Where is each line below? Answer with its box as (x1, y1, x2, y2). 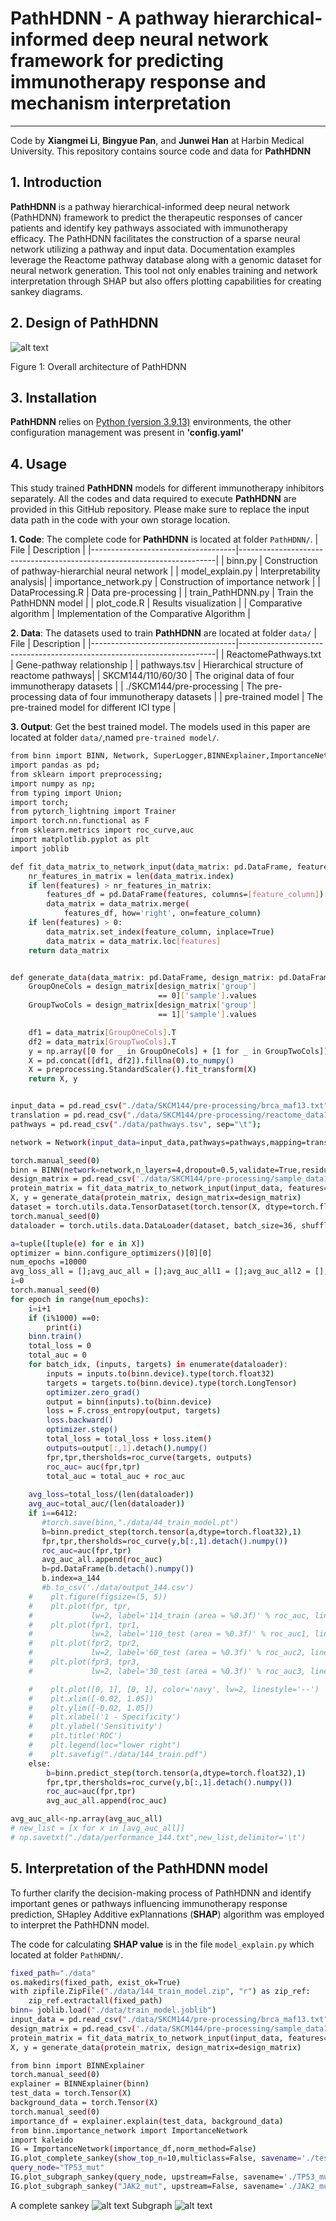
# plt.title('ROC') (28, 1731, 123, 1741)
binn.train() (28, 1332, 83, 1342)
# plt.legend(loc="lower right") (28, 1740, 182, 1751)
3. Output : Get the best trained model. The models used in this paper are (10, 721, 311, 733)
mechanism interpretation (10, 92, 232, 115)
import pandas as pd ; (10, 760, 101, 771)
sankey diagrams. (10, 285, 83, 297)
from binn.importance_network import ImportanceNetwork (10, 2125, 248, 2136)
